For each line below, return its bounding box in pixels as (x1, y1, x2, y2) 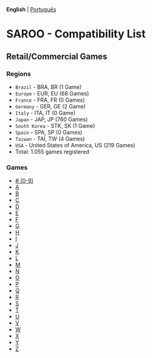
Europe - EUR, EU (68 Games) (15, 89, 89, 97)
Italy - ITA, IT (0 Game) (15, 109, 76, 116)
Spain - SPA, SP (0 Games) (15, 128, 83, 136)
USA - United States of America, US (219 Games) (15, 141, 136, 149)
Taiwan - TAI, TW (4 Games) (15, 135, 85, 142)
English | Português (6, 6, 57, 13)
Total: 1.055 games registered (15, 148, 89, 155)
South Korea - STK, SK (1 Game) (15, 122, 95, 129)
